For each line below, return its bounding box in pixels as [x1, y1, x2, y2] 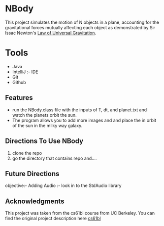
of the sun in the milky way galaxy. [12, 122, 83, 129]
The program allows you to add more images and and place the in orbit [12, 117, 157, 123]
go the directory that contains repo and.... [12, 155, 97, 161]
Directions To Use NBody [5, 137, 84, 145]
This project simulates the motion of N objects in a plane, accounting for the [5, 19, 159, 25]
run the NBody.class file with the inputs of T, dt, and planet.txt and [12, 107, 147, 113]
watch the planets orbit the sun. [12, 112, 77, 118]
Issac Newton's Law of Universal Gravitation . [5, 30, 97, 36]
